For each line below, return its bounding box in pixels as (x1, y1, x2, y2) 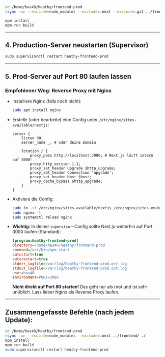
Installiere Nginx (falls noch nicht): (12, 98, 82, 104)
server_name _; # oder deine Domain (21, 140, 96, 145)
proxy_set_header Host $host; (30, 174, 92, 179)
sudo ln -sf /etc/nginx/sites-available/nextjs (12, 205, 111, 210)
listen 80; (21, 135, 44, 140)
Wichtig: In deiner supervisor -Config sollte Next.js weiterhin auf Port (12, 224, 153, 229)
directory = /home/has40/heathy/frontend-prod (12, 243, 105, 248)
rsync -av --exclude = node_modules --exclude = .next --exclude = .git (5, 9, 144, 14)
